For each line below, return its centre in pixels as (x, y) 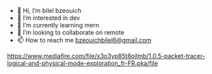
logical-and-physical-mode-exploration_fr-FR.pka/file (83, 63)
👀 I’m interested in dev (49, 18)
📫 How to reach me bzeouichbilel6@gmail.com (84, 40)
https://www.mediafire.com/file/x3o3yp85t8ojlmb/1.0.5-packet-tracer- (106, 56)
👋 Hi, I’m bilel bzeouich (49, 11)
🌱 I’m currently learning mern (58, 25)
